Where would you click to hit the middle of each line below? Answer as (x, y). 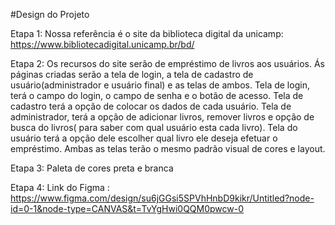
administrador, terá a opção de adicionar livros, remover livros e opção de (162, 117)
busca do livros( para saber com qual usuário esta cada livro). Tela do (154, 127)
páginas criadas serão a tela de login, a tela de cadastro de (132, 74)
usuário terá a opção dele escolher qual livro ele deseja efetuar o (144, 138)
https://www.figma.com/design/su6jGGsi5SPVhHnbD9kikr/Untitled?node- (162, 198)
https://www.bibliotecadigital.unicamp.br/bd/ (102, 44)
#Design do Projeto (50, 14)
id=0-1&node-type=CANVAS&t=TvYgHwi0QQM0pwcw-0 (127, 208)
